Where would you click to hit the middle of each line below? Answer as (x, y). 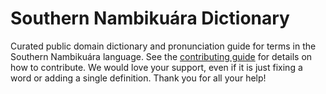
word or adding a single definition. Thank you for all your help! (138, 78)
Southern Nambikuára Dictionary (150, 18)
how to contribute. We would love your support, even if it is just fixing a (156, 67)
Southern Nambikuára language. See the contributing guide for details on (161, 56)
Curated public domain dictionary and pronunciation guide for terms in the (163, 46)
